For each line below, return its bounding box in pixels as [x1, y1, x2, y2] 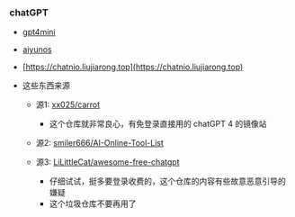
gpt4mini [22, 27, 56, 38]
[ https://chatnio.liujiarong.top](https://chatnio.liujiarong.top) [22, 61, 244, 73]
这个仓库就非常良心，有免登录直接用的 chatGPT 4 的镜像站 [49, 119, 267, 130]
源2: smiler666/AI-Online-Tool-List [35, 138, 165, 149]
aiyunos [22, 44, 52, 55]
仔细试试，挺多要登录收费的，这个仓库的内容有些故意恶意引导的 [49, 176, 286, 186]
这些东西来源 [22, 80, 70, 91]
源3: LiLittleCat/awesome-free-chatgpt [35, 157, 180, 167]
